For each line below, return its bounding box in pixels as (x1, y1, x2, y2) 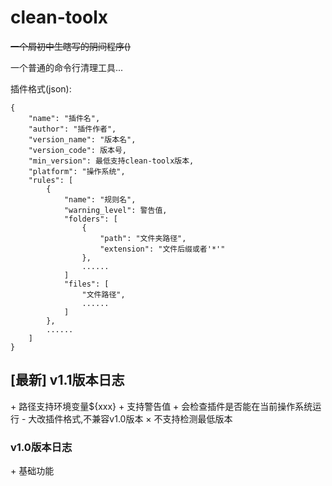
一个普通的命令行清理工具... (10, 61, 124, 73)
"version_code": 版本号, (28, 145, 128, 155)
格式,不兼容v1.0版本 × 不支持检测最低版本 (63, 412, 233, 425)
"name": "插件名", (28, 113, 101, 123)
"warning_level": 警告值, (63, 205, 168, 215)
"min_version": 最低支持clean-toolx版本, (28, 156, 195, 166)
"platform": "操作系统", (28, 166, 126, 176)
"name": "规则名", (63, 194, 137, 205)
